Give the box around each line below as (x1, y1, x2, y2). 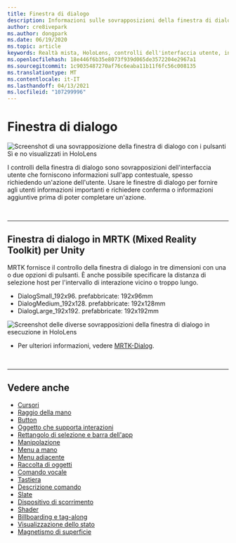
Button (17, 415, 37, 424)
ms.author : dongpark (7, 30, 68, 37)
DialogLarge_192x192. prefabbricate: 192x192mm (17, 306, 159, 315)
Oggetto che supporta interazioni (17, 423, 114, 431)
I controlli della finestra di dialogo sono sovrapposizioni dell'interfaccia (7, 163, 212, 172)
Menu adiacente (17, 452, 65, 461)
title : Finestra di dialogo (7, 10, 90, 18)
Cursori (17, 400, 40, 409)
